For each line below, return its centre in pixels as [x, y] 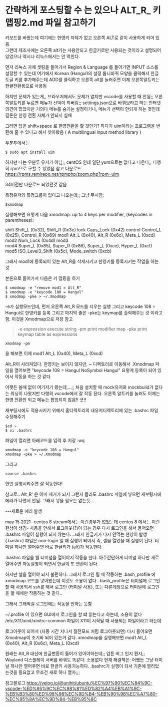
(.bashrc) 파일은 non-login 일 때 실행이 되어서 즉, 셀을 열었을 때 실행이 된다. [79, 540]
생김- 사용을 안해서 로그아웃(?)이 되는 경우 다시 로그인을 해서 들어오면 [86, 528]
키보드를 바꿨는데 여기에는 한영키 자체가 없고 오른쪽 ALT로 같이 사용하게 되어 [80, 38]
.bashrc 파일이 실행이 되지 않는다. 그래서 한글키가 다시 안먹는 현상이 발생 [76, 534]
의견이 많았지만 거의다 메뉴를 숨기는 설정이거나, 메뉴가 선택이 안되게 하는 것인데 [82, 109]
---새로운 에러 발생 [24, 511]
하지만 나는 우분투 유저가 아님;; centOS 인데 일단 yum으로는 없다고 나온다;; [78, 162]
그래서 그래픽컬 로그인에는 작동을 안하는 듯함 [49, 603]
